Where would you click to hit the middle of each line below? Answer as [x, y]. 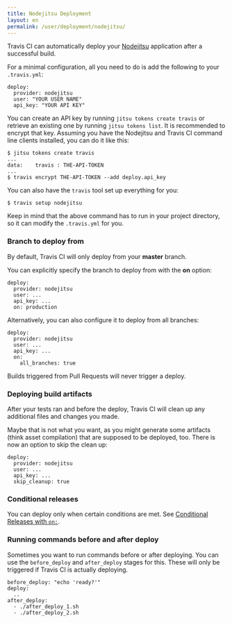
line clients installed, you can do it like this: [68, 140]
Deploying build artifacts [50, 394]
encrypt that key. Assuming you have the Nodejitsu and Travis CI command [115, 133]
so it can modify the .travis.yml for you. [65, 224]
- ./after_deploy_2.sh [46, 613]
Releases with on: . [34, 522]
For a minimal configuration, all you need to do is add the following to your [113, 67]
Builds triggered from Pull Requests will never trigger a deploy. [97, 376]
